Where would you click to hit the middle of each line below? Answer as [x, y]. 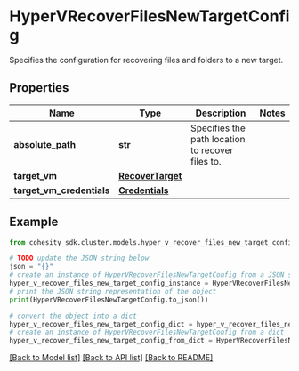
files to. [206, 161]
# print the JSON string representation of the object [113, 291]
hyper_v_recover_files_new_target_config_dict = [101, 324]
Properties [39, 88]
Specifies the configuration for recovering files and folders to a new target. [146, 60]
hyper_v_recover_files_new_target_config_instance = [109, 283]
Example [34, 222]
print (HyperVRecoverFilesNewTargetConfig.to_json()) [109, 300]
